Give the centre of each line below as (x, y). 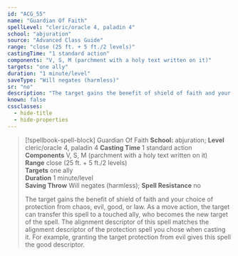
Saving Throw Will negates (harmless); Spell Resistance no (113, 185)
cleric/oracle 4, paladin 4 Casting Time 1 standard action (108, 147)
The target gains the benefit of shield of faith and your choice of (119, 199)
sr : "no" (20, 87)
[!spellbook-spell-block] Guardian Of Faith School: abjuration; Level (124, 140)
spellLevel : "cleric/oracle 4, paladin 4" (71, 27)
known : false (27, 100)
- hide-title (33, 113)
